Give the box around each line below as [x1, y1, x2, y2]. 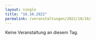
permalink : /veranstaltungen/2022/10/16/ [5, 16, 92, 21]
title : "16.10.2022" [5, 12, 48, 17]
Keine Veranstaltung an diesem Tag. [5, 30, 78, 36]
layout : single [5, 7, 36, 12]
